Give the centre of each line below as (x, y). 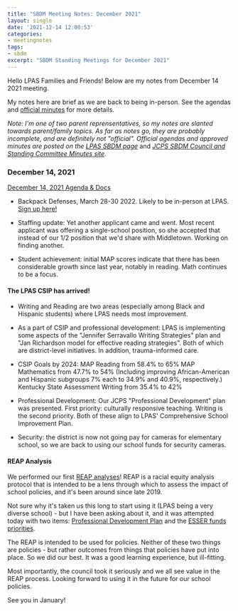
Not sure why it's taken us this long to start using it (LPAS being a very (110, 506)
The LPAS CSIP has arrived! (49, 291)
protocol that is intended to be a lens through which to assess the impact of (118, 484)
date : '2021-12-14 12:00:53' (50, 27)
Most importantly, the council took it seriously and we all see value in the (114, 571)
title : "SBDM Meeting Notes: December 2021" (74, 14)
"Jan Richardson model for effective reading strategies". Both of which (120, 343)
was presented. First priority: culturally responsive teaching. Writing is (120, 408)
